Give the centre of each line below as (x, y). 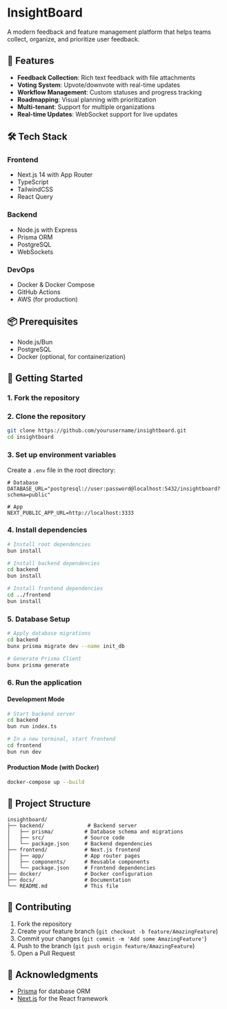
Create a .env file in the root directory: (61, 470)
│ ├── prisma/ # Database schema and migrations (96, 832)
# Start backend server (41, 714)
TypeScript (33, 182)
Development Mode (36, 699)
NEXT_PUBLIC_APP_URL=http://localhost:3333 (71, 513)
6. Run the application (45, 683)
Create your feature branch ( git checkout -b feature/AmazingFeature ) (118, 931)
